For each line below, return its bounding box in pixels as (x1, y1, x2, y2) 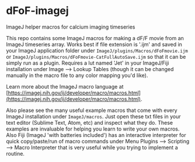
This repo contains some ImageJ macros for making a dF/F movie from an (6, 34, 184, 41)
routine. (6, 150, 25, 157)
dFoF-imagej (6, 4, 69, 17)
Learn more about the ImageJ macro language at (6, 83, 124, 90)
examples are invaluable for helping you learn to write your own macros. (6, 125, 180, 132)
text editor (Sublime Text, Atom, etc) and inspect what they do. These (6, 119, 173, 126)
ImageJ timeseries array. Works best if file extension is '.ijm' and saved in (6, 41, 183, 48)
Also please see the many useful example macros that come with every (6, 107, 177, 114)
